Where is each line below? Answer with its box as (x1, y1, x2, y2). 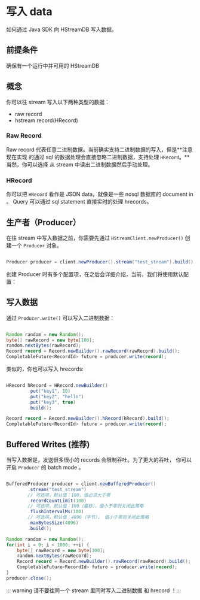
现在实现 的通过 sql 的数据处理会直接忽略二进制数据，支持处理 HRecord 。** (6, 153, 190, 160)
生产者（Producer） (6, 217, 81, 228)
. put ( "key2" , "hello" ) (27, 393, 84, 399)
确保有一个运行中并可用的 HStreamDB (6, 62, 100, 69)
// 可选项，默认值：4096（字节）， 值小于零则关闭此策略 (27, 514, 149, 520)
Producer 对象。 (23, 241, 63, 249)
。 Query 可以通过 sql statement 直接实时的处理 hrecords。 (6, 198, 152, 205)
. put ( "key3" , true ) (27, 399, 76, 405)
